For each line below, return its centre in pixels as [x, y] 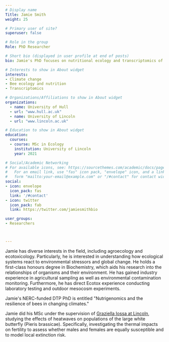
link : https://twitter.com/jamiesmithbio [54, 210]
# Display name [21, 10]
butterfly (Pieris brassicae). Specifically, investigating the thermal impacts [82, 324]
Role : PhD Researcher [28, 47]
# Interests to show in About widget [45, 70]
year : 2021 [26, 154]
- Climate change [23, 79]
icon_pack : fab [26, 205]
